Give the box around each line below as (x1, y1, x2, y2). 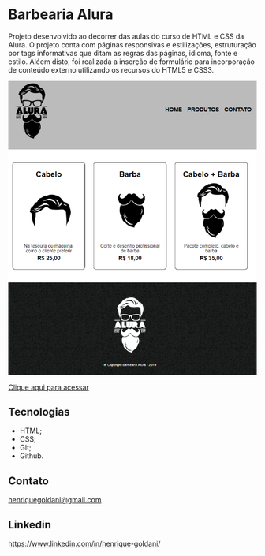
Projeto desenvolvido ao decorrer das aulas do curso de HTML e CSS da (8, 32, 244, 41)
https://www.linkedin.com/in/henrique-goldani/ (8, 539, 161, 548)
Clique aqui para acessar (8, 382, 89, 392)
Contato (8, 474, 49, 487)
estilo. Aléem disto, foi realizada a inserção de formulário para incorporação (8, 57, 255, 66)
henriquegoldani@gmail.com (8, 495, 102, 505)
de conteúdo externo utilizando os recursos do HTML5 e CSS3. (8, 65, 215, 74)
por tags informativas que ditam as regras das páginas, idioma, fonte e (8, 48, 238, 58)
